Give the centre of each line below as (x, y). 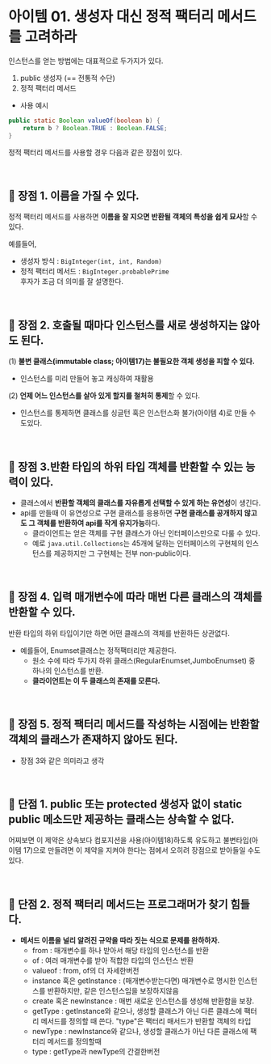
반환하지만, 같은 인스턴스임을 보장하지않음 (113, 991)
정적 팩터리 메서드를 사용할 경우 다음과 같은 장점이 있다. (96, 152)
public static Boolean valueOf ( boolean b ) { (84, 121)
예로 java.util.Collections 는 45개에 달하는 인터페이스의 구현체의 (138, 543)
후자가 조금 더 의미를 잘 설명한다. (71, 282)
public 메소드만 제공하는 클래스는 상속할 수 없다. (121, 819)
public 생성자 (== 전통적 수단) (67, 78)
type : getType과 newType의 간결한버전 (96, 1052)
